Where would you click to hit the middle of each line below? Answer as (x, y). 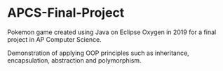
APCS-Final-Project (66, 13)
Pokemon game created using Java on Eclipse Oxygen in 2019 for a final (112, 32)
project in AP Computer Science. (54, 39)
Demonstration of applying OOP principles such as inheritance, (98, 53)
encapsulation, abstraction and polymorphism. (74, 60)
